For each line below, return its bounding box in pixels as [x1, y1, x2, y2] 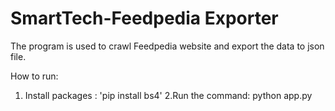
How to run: [10, 70, 59, 82]
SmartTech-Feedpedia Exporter [10, 7, 279, 30]
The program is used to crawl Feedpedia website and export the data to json [10, 40, 325, 52]
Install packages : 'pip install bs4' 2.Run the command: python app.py [24, 89, 313, 101]
